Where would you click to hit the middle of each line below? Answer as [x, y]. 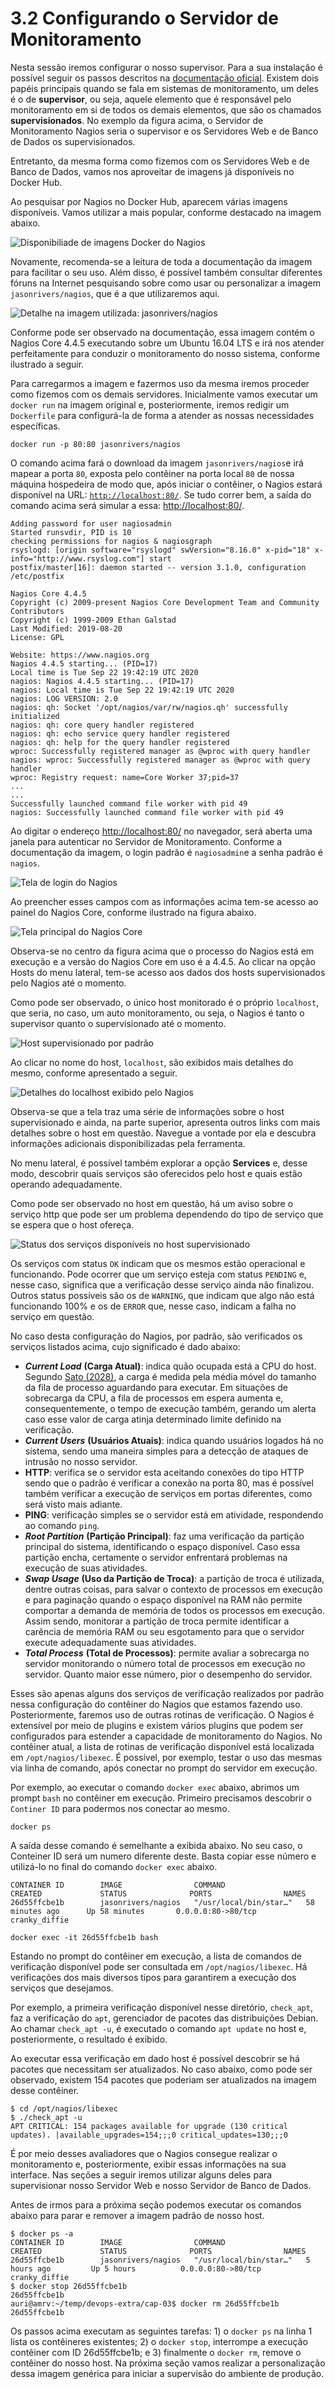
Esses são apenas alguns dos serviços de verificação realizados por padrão [167, 1693]
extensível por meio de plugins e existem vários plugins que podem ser [157, 1725]
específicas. [35, 426]
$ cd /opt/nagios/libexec [64, 2108]
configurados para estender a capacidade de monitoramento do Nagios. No [166, 1736]
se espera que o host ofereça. [72, 1224]
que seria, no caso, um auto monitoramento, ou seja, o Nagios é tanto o [157, 1013]
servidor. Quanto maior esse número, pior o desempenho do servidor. [168, 1674]
